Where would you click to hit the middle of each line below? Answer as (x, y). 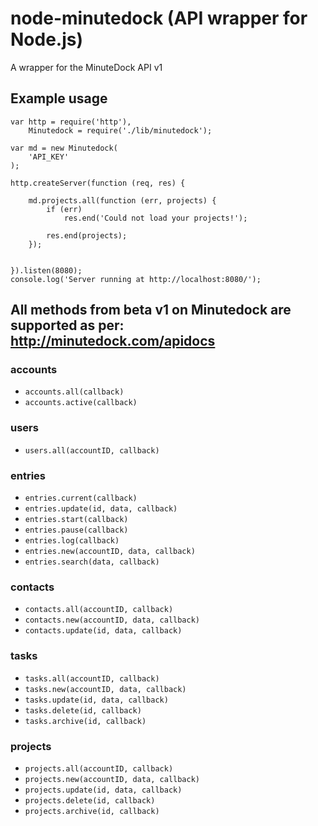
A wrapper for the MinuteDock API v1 (86, 67)
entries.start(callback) (76, 520)
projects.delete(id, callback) (90, 800)
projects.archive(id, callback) (92, 811)
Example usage (59, 98)
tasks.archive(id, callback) (85, 721)
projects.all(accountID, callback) (99, 768)
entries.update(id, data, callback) (101, 509)
